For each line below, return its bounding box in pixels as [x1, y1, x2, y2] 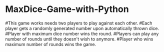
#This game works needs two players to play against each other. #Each [5, 20, 152, 26]
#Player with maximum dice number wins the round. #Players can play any [5, 30, 159, 36]
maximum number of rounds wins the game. [5, 41, 96, 47]
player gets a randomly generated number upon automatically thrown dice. [5, 25, 159, 31]
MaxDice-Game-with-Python [5, 3, 129, 15]
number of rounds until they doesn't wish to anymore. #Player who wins [5, 36, 153, 42]
